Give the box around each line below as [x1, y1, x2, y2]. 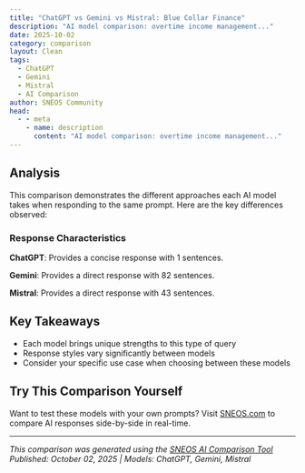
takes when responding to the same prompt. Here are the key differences [9, 199, 284, 210]
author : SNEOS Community [9, 97, 103, 107]
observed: [9, 208, 48, 219]
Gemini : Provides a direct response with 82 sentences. [9, 269, 215, 280]
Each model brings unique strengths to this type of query [22, 337, 237, 348]
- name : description [25, 124, 103, 133]
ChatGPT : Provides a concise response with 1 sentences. [9, 252, 224, 263]
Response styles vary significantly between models [22, 347, 216, 358]
